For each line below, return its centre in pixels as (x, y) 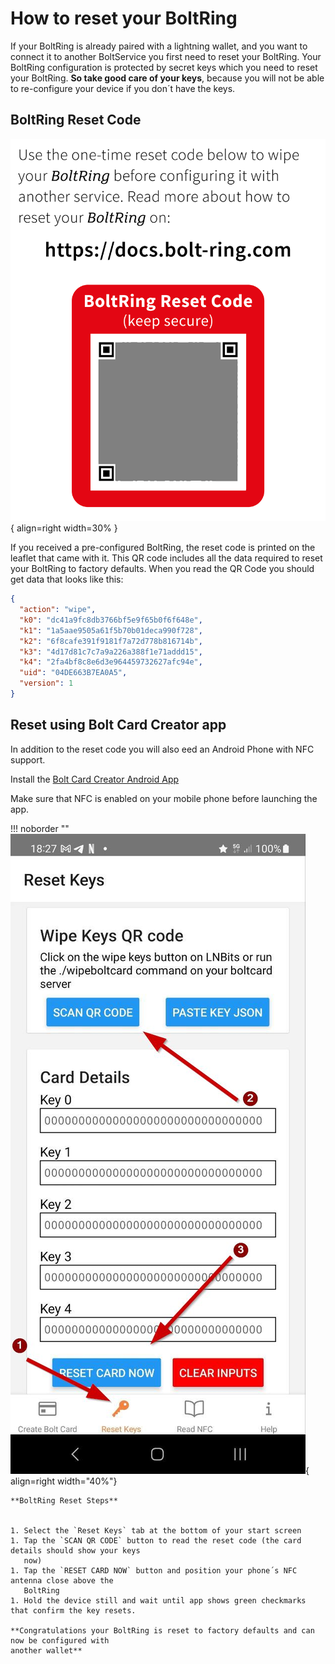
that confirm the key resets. (73, 1610)
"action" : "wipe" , (58, 610)
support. (28, 759)
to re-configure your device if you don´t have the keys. (123, 88)
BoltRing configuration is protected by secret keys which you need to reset (164, 67)
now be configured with (60, 1640)
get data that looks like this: (67, 579)
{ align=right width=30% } (64, 528)
